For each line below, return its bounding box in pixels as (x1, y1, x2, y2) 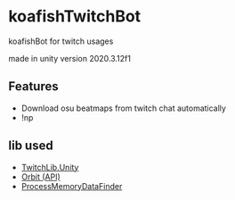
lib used (8, 138, 54, 154)
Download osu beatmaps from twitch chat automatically (20, 103, 226, 113)
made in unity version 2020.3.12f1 (8, 53, 131, 63)
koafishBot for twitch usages (8, 36, 114, 46)
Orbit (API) (20, 171, 61, 182)
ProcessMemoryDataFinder (20, 180, 123, 191)
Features (8, 79, 59, 95)
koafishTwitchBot (8, 6, 142, 27)
